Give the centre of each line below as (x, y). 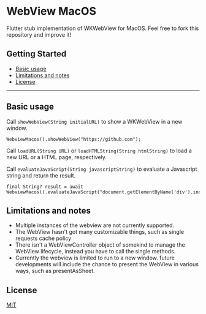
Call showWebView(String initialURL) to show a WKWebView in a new (94, 121)
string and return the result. (41, 175)
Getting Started (36, 54)
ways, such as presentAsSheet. (55, 271)
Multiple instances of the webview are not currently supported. (95, 225)
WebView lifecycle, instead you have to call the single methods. (95, 252)
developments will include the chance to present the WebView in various (107, 264)
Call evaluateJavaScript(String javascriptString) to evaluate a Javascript (102, 169)
